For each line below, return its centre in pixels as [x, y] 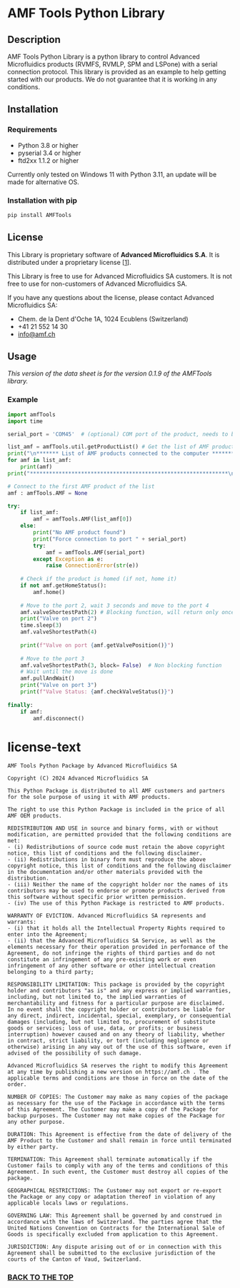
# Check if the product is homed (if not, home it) [99, 579]
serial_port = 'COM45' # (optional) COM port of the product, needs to [118, 434]
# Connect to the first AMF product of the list [81, 486]
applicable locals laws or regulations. [69, 1203]
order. [17, 1085]
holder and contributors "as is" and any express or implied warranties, [120, 991]
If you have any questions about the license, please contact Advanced [111, 297]
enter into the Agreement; [47, 935]
